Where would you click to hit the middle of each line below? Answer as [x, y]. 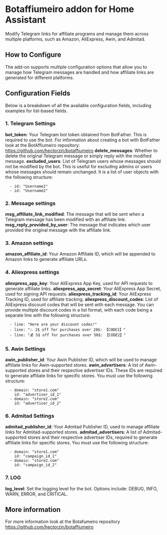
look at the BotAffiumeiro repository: [42, 145]
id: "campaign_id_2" [35, 465]
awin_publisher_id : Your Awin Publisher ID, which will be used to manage [81, 360]
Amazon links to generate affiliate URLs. [46, 259]
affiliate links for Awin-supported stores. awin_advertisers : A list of [74, 365]
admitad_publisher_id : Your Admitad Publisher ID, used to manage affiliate [82, 427]
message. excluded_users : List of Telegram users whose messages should [83, 161]
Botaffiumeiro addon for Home [69, 9]
